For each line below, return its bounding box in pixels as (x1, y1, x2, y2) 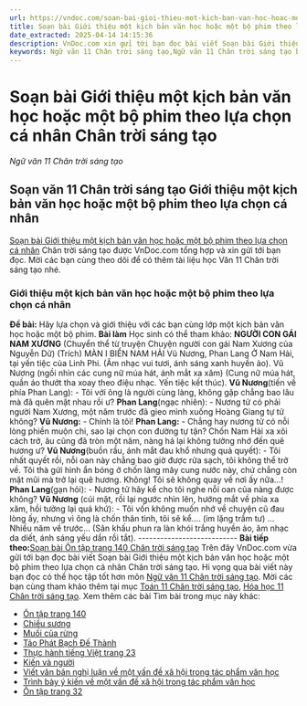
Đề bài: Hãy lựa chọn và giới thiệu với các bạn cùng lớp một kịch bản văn (9, 319, 285, 330)
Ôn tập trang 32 (22, 686, 83, 697)
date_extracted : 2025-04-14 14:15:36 (9, 30, 153, 39)
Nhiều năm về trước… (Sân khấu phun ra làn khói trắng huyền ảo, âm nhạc (9, 522, 290, 534)
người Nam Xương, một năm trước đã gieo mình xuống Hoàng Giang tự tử (9, 406, 285, 417)
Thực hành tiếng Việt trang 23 (22, 648, 136, 659)
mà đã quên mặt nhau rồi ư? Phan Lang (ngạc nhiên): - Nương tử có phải (9, 396, 281, 407)
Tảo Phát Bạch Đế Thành (22, 638, 117, 648)
